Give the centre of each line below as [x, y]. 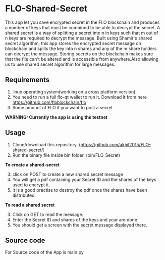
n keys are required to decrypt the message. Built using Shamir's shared [79, 38]
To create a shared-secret [32, 165]
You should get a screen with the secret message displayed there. [80, 225]
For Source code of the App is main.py [45, 252]
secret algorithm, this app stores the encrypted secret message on [73, 43]
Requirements [27, 80]
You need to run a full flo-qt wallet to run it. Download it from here [80, 97]
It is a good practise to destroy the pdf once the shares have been [80, 190]
